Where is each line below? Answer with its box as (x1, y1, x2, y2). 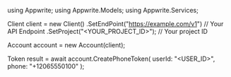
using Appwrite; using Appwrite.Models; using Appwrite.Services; (7, 6, 199, 14)
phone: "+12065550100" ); (7, 62, 85, 70)
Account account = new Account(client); (7, 41, 126, 49)
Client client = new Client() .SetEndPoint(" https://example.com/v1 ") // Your (7, 20, 224, 28)
